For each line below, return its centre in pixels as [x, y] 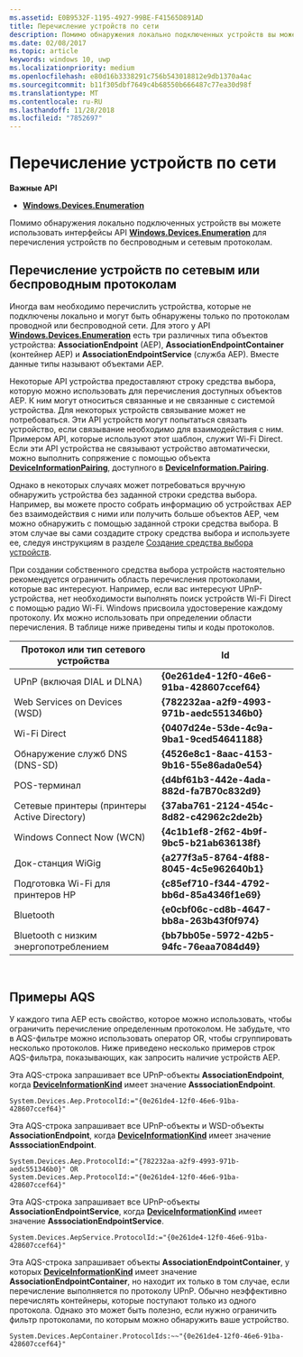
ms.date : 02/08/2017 [48, 43]
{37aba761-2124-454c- [218, 806]
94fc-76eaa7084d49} [210, 946]
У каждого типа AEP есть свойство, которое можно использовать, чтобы [151, 1019]
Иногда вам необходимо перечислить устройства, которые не [130, 306]
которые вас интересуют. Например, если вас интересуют [123, 588]
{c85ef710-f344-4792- [216, 883]
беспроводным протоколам [93, 285]
